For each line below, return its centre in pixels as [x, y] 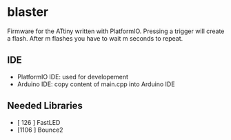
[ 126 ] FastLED [39, 122]
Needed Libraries [45, 106]
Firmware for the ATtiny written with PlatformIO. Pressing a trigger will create [116, 31]
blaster [28, 12]
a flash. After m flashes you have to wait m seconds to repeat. [95, 38]
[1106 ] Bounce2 [40, 130]
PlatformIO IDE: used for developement [73, 77]
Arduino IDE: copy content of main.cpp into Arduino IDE [96, 84]
